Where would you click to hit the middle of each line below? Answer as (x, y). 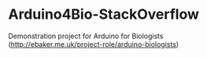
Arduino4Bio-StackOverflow (103, 14)
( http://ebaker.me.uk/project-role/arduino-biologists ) (94, 44)
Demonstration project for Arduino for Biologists (86, 36)
